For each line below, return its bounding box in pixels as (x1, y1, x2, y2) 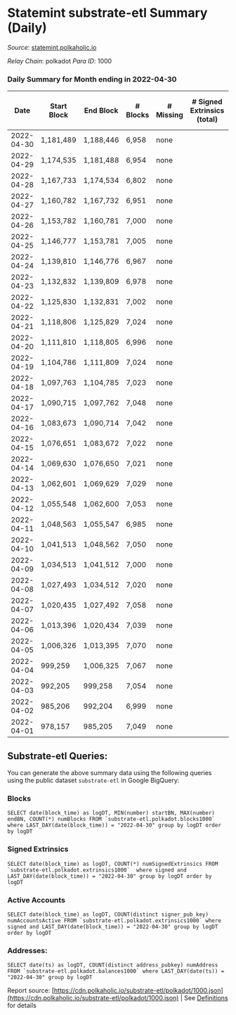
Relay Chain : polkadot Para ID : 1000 (7, 56, 112, 65)
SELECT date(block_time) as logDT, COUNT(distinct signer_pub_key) (7, 911, 209, 918)
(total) (196, 115, 218, 125)
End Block (84, 106, 119, 115)
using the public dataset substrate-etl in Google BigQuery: (7, 776, 180, 785)
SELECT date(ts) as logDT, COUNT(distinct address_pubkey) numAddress (7, 962, 218, 969)
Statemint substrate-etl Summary (7, 5, 208, 21)
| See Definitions (180, 994, 228, 1002)
